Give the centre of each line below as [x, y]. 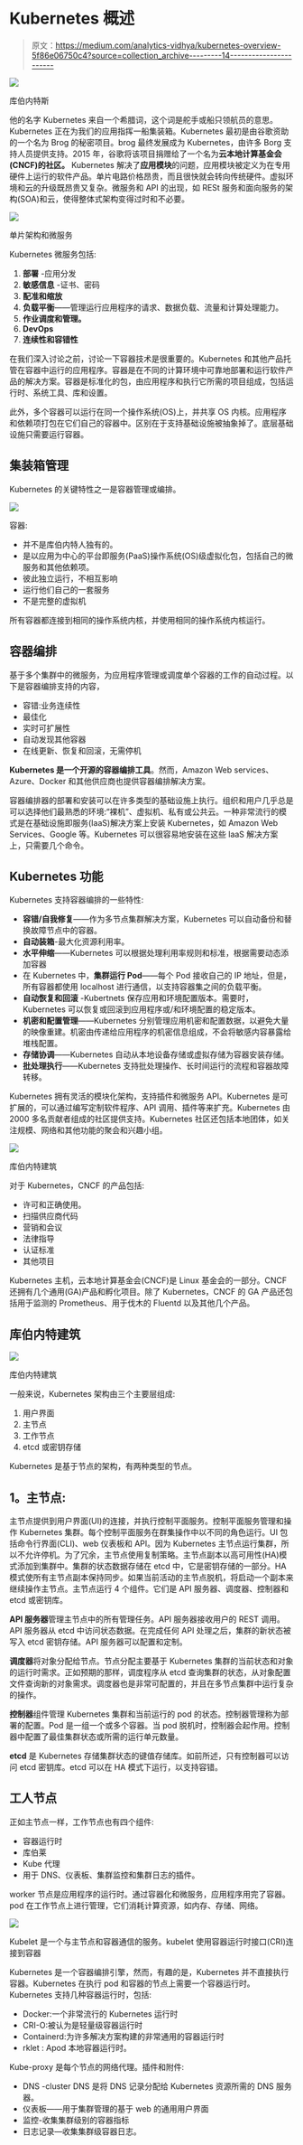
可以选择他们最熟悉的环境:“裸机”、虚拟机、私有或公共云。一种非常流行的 [144, 811]
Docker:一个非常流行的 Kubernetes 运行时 [100, 2014]
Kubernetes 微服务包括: [53, 254]
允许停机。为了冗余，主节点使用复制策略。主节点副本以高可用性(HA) [152, 1555]
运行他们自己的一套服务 [66, 589]
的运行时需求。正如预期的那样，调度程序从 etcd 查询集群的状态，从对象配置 [150, 1672]
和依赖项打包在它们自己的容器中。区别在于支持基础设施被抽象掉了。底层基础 [151, 423]
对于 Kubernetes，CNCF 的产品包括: [77, 1185]
